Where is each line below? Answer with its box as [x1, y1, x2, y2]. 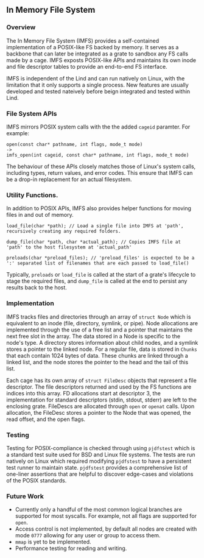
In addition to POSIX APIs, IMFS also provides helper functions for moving [6, 205, 192, 212]
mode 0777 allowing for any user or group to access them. [15, 532, 161, 539]
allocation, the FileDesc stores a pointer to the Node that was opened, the [6, 409, 191, 416]
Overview [6, 23, 36, 32]
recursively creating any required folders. [6, 228, 121, 235]
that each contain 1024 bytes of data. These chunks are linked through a [6, 351, 189, 359]
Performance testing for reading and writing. [15, 545, 127, 552]
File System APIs [6, 109, 57, 118]
